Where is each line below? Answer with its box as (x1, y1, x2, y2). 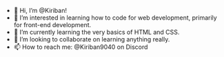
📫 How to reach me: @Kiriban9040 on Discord (13, 43, 148, 51)
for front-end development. (13, 21, 92, 28)
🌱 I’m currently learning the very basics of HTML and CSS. (13, 28, 180, 36)
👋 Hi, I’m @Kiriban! (13, 7, 68, 14)
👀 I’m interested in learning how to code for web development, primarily (13, 14, 217, 22)
